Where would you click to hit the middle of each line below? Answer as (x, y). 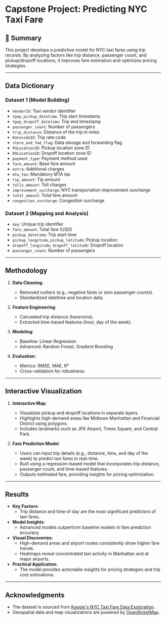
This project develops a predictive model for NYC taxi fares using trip (75, 50)
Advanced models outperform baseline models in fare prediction (85, 527)
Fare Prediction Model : (36, 443)
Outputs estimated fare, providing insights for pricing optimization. (87, 474)
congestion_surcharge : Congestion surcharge (58, 200)
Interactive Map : (29, 403)
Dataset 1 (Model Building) (37, 100)
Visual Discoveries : (33, 538)
